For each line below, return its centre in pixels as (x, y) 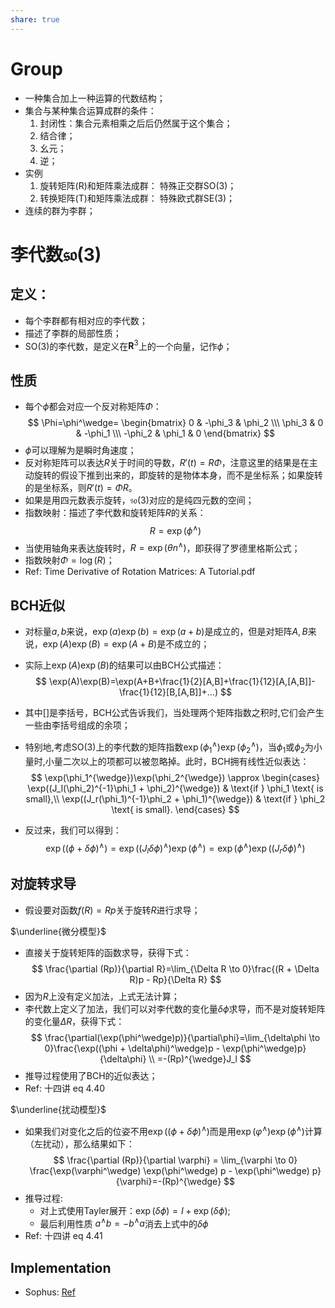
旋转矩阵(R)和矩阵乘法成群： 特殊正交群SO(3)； (138, 185)
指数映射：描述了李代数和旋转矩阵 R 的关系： (115, 513)
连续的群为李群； (60, 210)
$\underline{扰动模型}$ (58, 1109)
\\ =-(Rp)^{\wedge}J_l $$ (200, 1058)
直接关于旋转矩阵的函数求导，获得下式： (108, 952)
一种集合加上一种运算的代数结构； (95, 98)
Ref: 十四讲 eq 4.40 (65, 1088)
